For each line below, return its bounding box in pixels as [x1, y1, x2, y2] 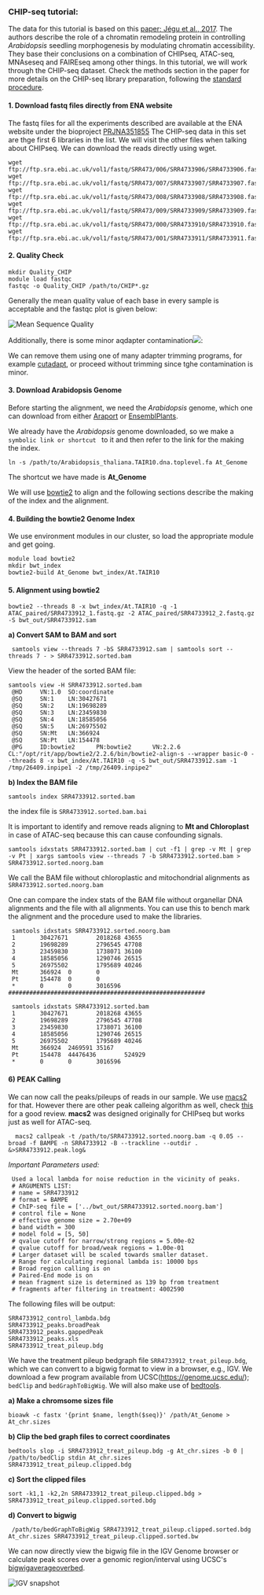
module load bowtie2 [8, 555, 76, 563]
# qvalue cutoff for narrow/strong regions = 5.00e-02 [11, 1237, 195, 1245]
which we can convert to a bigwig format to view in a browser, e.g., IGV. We [8, 1364, 253, 1373]
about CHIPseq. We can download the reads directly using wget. [8, 143, 218, 153]
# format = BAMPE [11, 1195, 68, 1203]
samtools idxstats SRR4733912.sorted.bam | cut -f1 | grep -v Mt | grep [8, 845, 251, 853]
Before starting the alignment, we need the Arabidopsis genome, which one [8, 403, 253, 412]
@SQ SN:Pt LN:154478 [11, 736, 101, 745]
